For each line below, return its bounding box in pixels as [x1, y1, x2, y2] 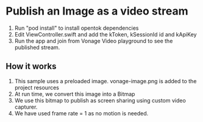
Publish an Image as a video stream [5, 4, 188, 18]
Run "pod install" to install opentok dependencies [14, 24, 139, 32]
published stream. [14, 44, 60, 51]
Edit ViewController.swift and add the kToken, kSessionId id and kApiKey [14, 30, 197, 38]
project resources [14, 84, 59, 91]
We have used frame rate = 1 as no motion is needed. [14, 109, 149, 117]
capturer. [14, 103, 38, 110]
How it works [5, 61, 57, 72]
